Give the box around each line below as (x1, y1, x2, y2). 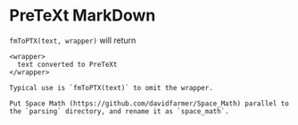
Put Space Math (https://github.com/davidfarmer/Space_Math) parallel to (9, 99, 290, 108)
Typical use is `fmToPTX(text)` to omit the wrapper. (9, 83, 214, 92)
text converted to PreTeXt (17, 60, 118, 69)
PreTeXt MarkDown (9, 5, 156, 26)
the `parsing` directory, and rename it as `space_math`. (9, 106, 229, 116)
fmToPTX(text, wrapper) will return (9, 35, 137, 46)
